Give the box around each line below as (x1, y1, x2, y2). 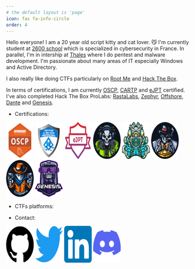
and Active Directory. (6, 64, 58, 71)
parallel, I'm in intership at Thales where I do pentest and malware (6, 51, 166, 58)
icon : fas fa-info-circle (6, 15, 69, 22)
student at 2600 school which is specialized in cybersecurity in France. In (6, 45, 184, 52)
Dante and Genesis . (6, 99, 54, 106)
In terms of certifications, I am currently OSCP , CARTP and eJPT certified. (6, 87, 185, 94)
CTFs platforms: (14, 203, 54, 210)
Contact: (14, 214, 36, 221)
